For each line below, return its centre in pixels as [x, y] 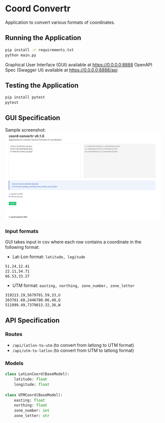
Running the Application [43, 38]
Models [14, 363]
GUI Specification [33, 118]
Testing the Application [42, 85]
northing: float [31, 405]
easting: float [30, 400]
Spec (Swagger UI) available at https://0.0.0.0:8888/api [61, 70]
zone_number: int [32, 411]
